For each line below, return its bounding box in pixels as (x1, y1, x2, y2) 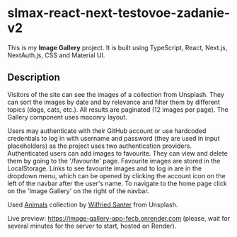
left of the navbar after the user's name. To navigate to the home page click (7, 179, 228, 187)
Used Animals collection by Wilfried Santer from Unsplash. (7, 200, 178, 209)
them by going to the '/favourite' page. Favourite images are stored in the (7, 156, 221, 165)
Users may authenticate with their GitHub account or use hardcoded (7, 126, 207, 135)
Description (7, 71, 60, 83)
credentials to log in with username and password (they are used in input (7, 134, 220, 142)
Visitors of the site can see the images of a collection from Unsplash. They (7, 90, 225, 98)
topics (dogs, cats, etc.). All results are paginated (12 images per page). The (7, 105, 229, 114)
